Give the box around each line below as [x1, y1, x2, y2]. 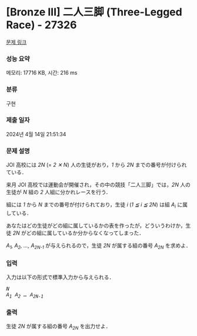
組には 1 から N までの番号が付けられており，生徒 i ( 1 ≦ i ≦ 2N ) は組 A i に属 [6, 201, 188, 209]
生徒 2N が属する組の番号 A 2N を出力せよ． [6, 322, 111, 331]
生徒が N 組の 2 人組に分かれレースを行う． [6, 189, 112, 196]
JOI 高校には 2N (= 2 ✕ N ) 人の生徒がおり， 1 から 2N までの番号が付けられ [6, 162, 187, 169]
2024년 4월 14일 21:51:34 [6, 130, 66, 137]
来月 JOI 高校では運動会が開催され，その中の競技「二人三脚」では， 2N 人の [6, 181, 191, 189]
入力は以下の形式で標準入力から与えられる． [6, 274, 115, 281]
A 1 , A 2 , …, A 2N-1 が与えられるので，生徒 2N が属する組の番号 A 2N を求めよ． [6, 242, 191, 251]
